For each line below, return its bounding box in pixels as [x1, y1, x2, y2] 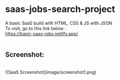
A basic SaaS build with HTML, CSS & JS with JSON [5, 20, 112, 26]
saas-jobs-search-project [5, 3, 115, 15]
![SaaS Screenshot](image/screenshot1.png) [5, 69, 96, 75]
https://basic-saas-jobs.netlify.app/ [5, 30, 78, 36]
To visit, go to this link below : [5, 25, 66, 31]
